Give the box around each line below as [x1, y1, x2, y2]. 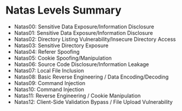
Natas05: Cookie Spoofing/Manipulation [14, 54, 112, 61]
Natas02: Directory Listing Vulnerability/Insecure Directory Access [14, 35, 176, 43]
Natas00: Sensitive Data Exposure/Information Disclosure [14, 23, 154, 30]
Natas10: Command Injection [14, 86, 84, 93]
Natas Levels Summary [5, 4, 122, 17]
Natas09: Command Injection [14, 79, 86, 86]
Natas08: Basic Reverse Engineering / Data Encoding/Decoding [14, 73, 169, 80]
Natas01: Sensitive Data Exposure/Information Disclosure [14, 29, 153, 36]
